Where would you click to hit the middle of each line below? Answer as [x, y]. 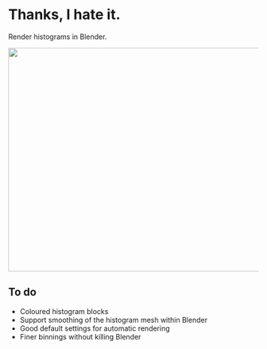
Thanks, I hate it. [64, 15]
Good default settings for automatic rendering [95, 328]
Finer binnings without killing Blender [80, 336]
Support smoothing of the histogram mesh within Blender [114, 320]
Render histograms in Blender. [58, 37]
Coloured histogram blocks [64, 311]
